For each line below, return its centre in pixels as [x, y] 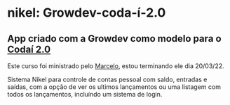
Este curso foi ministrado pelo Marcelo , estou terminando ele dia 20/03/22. [116, 66]
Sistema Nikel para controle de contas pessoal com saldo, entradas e [107, 79]
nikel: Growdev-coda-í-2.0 [87, 13]
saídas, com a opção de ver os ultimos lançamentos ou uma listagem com [114, 87]
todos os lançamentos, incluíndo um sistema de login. [85, 94]
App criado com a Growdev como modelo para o [115, 39]
